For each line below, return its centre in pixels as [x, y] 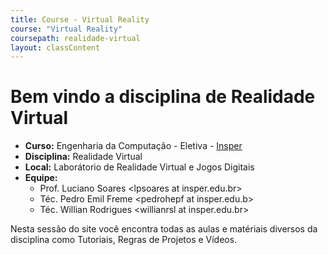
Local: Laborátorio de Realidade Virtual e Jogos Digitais [139, 167]
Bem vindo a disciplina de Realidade [163, 97]
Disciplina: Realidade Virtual [83, 157]
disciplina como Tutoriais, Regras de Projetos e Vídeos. [124, 240]
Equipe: [41, 178]
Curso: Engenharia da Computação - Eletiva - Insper [133, 146]
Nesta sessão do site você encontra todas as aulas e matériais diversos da [164, 229]
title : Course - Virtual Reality [80, 19]
